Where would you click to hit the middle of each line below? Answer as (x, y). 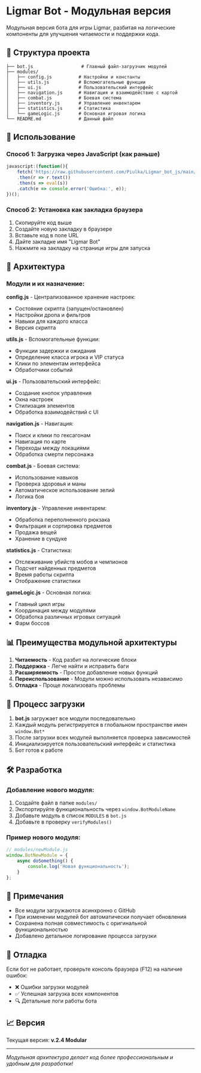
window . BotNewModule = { (37, 855)
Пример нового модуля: (43, 837)
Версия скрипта (35, 328)
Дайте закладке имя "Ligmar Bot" (57, 241)
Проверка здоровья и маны (50, 484)
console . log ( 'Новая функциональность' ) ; (79, 866)
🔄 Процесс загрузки (46, 704)
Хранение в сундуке (41, 539)
